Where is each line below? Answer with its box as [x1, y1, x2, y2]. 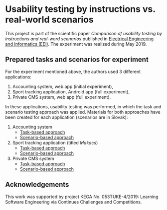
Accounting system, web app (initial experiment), [12, 83, 114, 89]
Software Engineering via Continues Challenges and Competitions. [5, 199, 142, 205]
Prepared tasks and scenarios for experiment [5, 56, 149, 64]
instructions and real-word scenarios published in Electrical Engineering [5, 36, 154, 42]
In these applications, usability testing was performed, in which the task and [5, 103, 162, 110]
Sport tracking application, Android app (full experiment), [12, 88, 130, 95]
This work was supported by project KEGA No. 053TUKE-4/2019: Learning [5, 194, 159, 200]
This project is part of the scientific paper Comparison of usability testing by [5, 30, 163, 36]
